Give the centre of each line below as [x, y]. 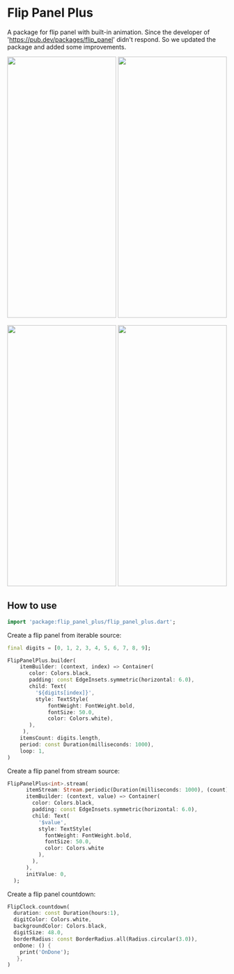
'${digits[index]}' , [65, 693]
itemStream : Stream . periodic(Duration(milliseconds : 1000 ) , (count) [127, 790]
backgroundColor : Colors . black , [61, 926]
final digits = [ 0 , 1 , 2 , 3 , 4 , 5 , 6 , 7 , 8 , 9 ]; [79, 648]
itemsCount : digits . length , [60, 738]
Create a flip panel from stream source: [64, 771]
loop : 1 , [32, 751]
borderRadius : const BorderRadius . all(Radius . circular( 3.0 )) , [106, 939]
